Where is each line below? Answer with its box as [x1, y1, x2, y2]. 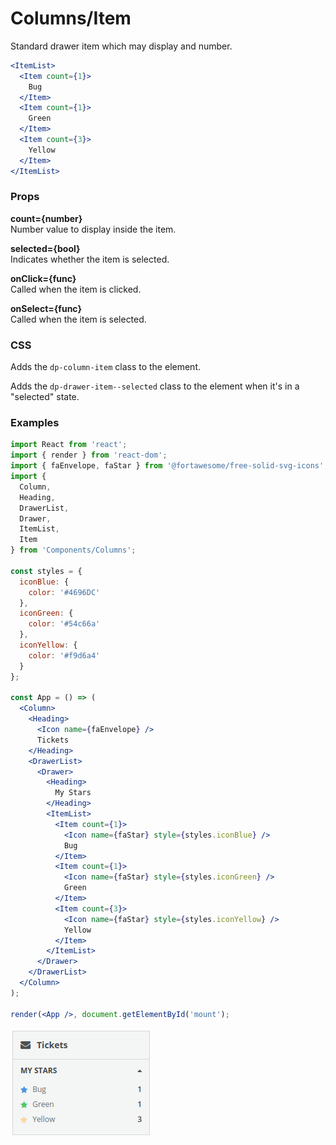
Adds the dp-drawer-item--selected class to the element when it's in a [10, 380, 300, 392]
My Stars [54, 788, 92, 798]
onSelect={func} [10, 302, 82, 314]
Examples [10, 416, 60, 430]
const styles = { [10, 566, 83, 576]
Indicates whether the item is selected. [10, 253, 170, 265]
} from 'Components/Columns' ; [10, 545, 137, 556]
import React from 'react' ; [10, 440, 128, 450]
